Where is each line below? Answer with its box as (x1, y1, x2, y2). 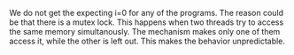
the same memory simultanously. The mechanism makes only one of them (9, 27, 281, 36)
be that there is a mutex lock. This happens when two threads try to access (9, 17, 284, 27)
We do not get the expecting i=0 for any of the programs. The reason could (9, 8, 284, 18)
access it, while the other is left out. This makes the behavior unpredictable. (9, 35, 286, 46)
